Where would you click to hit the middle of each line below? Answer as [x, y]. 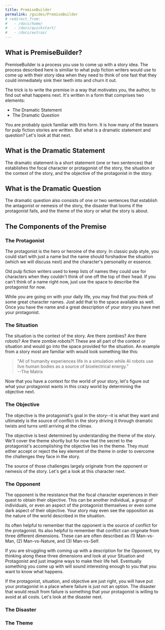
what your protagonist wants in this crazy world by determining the [73, 387]
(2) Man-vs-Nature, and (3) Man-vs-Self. [58, 541]
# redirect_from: [23, 19]
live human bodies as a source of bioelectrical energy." [73, 366]
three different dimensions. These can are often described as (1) [70, 536]
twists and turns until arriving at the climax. [49, 426]
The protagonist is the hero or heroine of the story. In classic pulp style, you [82, 251]
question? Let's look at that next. [38, 135]
